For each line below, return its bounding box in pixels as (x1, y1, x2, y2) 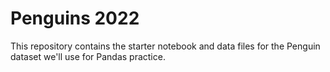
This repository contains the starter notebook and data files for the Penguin (10, 40, 321, 52)
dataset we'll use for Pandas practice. (10, 50, 166, 62)
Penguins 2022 (10, 7, 140, 30)
